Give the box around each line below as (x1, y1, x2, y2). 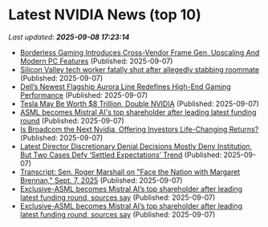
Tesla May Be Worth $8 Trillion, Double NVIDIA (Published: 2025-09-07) (19, 99, 259, 108)
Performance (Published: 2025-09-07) (19, 90, 148, 99)
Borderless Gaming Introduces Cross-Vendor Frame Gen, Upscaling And (19, 47, 260, 57)
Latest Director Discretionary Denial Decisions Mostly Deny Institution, (19, 141, 253, 151)
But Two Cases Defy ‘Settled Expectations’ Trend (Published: (19, 150, 222, 160)
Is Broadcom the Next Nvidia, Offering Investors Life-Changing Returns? (19, 124, 259, 134)
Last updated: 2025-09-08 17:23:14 (8, 32, 130, 42)
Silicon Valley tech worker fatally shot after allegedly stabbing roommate (19, 64, 259, 74)
